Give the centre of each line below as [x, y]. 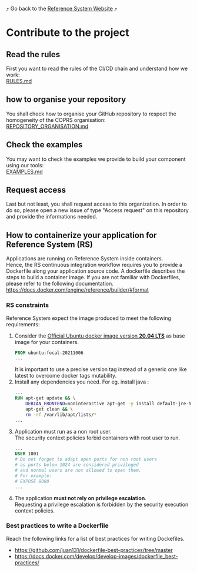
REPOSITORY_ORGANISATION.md [47, 126]
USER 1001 [27, 454]
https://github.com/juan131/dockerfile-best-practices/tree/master [94, 550]
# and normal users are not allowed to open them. [78, 471]
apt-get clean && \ [49, 409]
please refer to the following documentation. [60, 284]
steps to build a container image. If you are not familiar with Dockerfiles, [93, 277]
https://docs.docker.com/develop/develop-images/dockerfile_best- [96, 556]
